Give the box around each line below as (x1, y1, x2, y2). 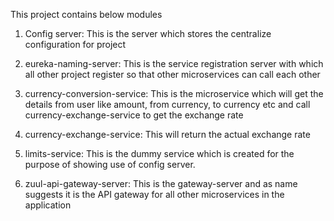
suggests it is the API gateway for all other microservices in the (24, 189, 285, 200)
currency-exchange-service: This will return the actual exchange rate (24, 129, 311, 140)
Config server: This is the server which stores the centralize (24, 28, 272, 39)
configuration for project (24, 39, 127, 50)
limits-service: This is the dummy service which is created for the (24, 148, 295, 159)
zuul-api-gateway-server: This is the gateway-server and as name (24, 178, 298, 189)
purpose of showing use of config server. (24, 159, 196, 170)
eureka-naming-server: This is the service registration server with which (24, 58, 324, 69)
